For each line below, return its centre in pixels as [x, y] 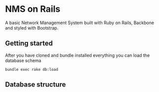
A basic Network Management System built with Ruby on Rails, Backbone [79, 23]
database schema [23, 61]
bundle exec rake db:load [32, 69]
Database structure [35, 85]
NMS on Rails [33, 9]
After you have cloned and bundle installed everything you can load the [78, 55]
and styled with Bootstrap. [32, 28]
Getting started [29, 44]
